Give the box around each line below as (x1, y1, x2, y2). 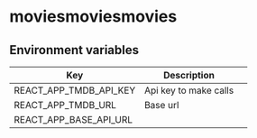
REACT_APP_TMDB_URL (14, 99, 117, 111)
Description (163, 69, 215, 81)
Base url (143, 99, 179, 111)
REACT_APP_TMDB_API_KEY (14, 84, 136, 97)
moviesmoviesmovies (9, 6, 178, 27)
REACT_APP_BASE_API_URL (14, 114, 133, 125)
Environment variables (9, 42, 140, 58)
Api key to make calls (143, 84, 234, 97)
